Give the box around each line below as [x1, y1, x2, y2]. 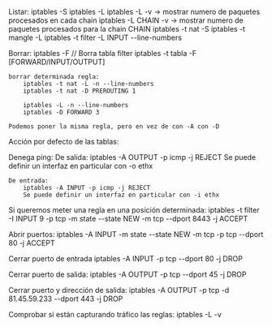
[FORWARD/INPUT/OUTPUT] [8, 57, 106, 67]
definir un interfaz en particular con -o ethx [8, 161, 153, 170]
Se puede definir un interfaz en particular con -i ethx [23, 191, 220, 199]
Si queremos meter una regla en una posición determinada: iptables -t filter [8, 205, 260, 214]
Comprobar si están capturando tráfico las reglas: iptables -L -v [8, 310, 222, 319]
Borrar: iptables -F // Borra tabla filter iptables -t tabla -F [8, 49, 197, 58]
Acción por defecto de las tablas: [8, 137, 119, 146]
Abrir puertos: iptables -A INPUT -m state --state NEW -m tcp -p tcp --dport [8, 230, 264, 239]
